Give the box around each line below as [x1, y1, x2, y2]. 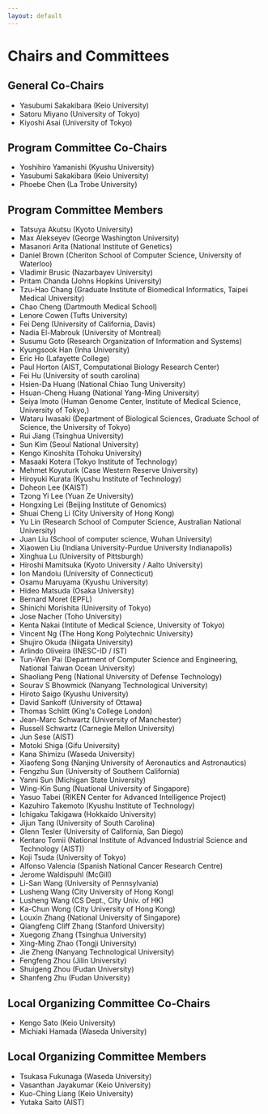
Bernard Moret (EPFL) [19, 594, 92, 604]
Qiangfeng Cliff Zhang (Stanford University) [19, 921, 165, 931]
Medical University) [19, 293, 85, 304]
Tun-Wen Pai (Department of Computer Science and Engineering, [19, 655, 238, 665]
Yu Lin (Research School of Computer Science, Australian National [19, 517, 241, 527]
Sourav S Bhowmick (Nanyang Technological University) [19, 681, 208, 691]
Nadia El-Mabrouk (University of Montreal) [19, 328, 162, 338]
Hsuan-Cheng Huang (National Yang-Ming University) [19, 388, 200, 398]
